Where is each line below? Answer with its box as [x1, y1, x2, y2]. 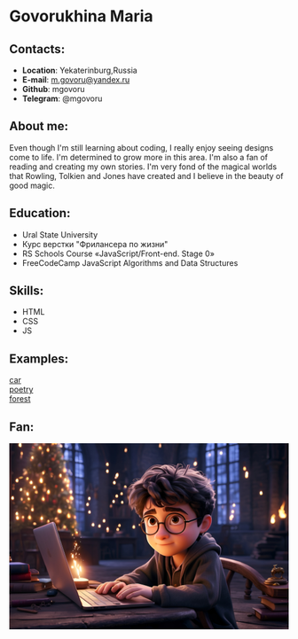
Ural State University [21, 229, 98, 240]
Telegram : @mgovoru [21, 93, 103, 104]
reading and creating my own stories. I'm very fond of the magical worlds [9, 161, 278, 172]
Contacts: [9, 42, 66, 57]
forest [9, 394, 31, 404]
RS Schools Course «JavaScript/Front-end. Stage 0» [21, 248, 216, 259]
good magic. [9, 180, 56, 191]
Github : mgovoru [21, 84, 85, 94]
